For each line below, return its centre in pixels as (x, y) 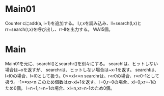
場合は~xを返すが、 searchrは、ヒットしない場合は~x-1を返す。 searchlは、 (82, 70)
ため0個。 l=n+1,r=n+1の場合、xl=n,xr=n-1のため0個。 (60, 88)
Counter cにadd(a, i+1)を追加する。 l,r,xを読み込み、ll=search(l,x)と (73, 23)
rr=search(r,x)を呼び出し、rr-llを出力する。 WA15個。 (59, 29)
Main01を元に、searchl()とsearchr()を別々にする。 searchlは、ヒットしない (82, 63)
